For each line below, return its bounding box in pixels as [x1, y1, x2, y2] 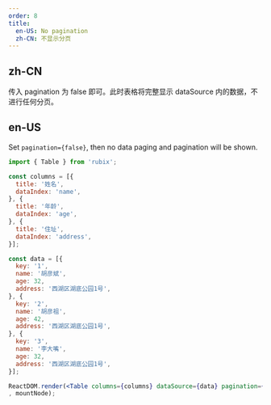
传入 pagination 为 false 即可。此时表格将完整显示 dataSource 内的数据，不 [8, 86, 258, 97]
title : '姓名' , [15, 179, 65, 188]
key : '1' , [15, 262, 48, 271]
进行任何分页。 [8, 97, 58, 107]
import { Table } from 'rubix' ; [8, 158, 117, 166]
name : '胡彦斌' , [15, 270, 67, 278]
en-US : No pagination [15, 27, 89, 35]
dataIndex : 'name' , [15, 188, 81, 196]
